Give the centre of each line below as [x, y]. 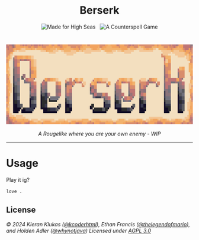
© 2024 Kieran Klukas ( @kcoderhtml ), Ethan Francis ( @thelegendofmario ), [98, 224]
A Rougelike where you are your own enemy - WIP [99, 134]
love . [14, 192]
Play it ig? [18, 180]
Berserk [99, 10]
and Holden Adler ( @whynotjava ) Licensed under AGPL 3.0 [79, 230]
